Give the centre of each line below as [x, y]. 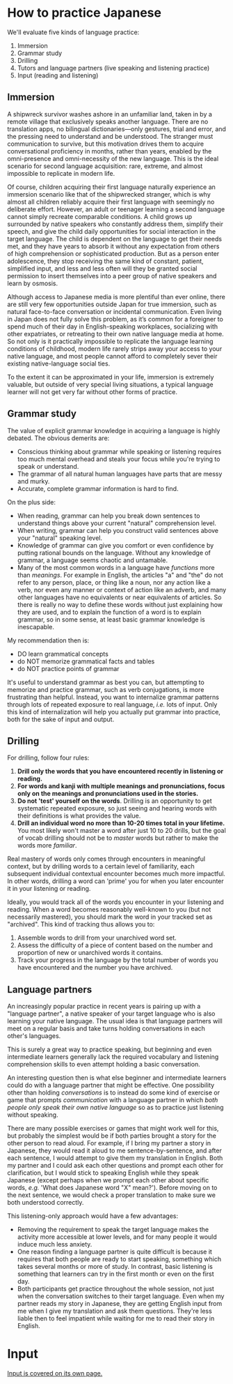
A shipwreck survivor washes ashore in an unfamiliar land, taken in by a [110, 114]
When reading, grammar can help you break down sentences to [109, 516]
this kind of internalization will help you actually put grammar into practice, [114, 712]
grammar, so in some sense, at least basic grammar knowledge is [111, 619]
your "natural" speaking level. [60, 538]
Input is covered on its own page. [55, 1374]
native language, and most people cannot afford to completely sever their [112, 356]
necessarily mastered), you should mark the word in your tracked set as [110, 917]
